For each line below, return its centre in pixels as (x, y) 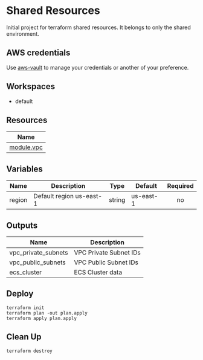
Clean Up (24, 337)
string (117, 200)
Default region (53, 196)
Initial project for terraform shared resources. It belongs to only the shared (99, 27)
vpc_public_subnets (38, 262)
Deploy (20, 294)
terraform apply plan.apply (42, 318)
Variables (25, 169)
